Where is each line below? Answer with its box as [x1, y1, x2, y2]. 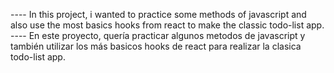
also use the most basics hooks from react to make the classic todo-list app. [10, 19, 325, 31]
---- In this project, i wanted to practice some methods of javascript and [10, 9, 307, 20]
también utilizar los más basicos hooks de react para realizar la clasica [10, 40, 302, 52]
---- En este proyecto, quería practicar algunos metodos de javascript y [10, 30, 306, 41]
